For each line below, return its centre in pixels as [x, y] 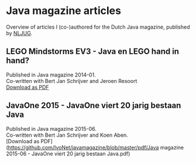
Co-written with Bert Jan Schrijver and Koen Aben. [67, 135]
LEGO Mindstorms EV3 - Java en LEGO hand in [93, 52]
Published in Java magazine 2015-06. [51, 129]
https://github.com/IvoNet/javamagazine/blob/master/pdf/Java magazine [96, 147]
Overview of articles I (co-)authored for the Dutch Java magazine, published [98, 27]
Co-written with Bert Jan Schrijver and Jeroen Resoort [72, 81]
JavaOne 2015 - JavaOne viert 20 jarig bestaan [94, 105]
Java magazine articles [64, 11]
